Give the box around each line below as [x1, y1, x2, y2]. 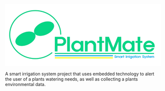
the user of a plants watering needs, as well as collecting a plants [5, 76, 138, 82]
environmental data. [5, 82, 46, 88]
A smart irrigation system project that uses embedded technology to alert [5, 71, 155, 77]
